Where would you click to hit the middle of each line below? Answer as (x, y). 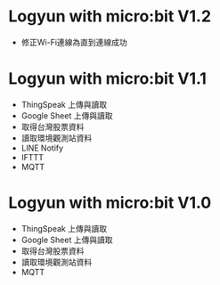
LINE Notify (42, 148)
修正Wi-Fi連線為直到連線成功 (74, 42)
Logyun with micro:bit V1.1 (107, 79)
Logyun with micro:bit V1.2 (110, 16)
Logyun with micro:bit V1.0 (110, 203)
